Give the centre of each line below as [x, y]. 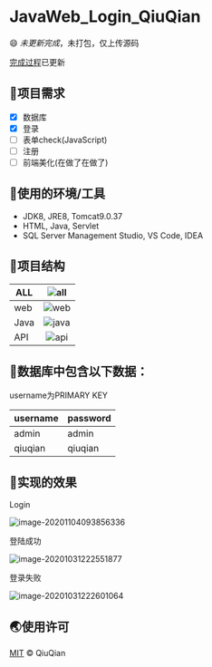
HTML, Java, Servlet [61, 226]
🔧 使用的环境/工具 [58, 193]
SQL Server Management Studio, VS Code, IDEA [113, 235]
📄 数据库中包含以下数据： [79, 372]
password [89, 418]
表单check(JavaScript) [65, 140]
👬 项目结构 [37, 266]
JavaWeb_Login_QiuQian [105, 17]
